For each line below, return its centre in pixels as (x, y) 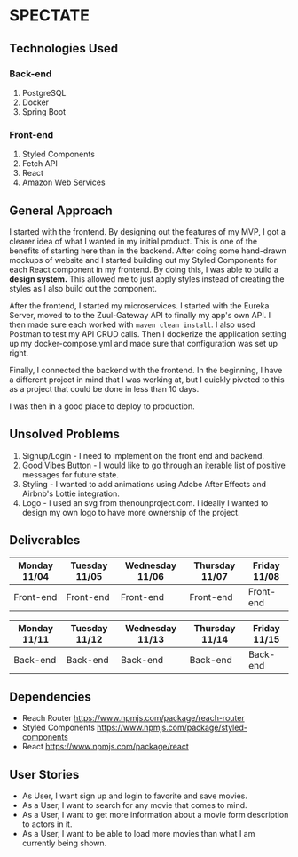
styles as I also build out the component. (83, 288)
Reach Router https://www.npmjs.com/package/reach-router (133, 718)
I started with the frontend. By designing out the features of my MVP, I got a (148, 231)
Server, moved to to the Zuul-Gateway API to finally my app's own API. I (140, 315)
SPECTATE (50, 16)
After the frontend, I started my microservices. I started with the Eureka (139, 305)
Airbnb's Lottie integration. (71, 493)
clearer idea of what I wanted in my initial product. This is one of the (133, 241)
